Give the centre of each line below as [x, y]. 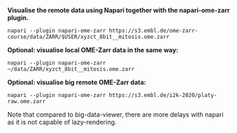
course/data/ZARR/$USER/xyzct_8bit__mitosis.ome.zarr [89, 37]
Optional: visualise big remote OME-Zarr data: [77, 82]
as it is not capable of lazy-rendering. [62, 122]
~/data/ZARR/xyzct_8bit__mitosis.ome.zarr [71, 69]
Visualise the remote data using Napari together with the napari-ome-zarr [119, 10]
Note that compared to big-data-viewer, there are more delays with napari [115, 115]
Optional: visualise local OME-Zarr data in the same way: [93, 50]
